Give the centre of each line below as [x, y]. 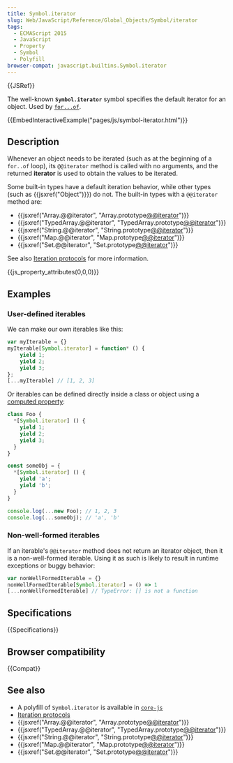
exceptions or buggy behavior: [51, 565]
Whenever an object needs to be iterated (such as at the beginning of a [110, 158]
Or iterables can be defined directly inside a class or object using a [103, 394]
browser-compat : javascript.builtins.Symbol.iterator [87, 66]
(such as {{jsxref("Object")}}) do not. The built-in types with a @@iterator [113, 194]
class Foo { [24, 415]
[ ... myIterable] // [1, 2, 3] [51, 381]
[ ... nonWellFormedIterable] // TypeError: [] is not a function [103, 591]
